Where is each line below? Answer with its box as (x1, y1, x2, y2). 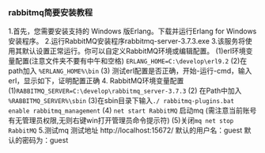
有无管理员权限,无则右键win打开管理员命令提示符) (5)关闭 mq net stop (8, 116, 234, 125)
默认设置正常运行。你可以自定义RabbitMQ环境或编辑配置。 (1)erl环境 (21, 46, 247, 56)
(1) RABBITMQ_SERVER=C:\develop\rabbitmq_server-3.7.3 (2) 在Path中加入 (8, 86, 242, 96)
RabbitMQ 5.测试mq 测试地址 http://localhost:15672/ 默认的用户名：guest (8, 125, 243, 136)
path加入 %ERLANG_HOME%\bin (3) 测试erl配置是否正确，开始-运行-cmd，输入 (8, 66, 252, 76)
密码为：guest (21, 136, 69, 145)
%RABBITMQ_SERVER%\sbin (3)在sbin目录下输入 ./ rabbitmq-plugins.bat (8, 96, 235, 105)
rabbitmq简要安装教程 (8, 6, 93, 17)
